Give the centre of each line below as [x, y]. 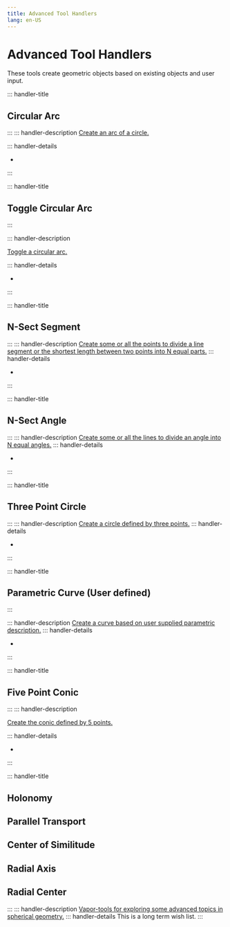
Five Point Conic [43, 692]
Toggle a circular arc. [37, 252]
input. [16, 81]
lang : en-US [24, 20]
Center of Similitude [51, 845]
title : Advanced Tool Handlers [52, 14]
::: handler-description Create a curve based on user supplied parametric [111, 623]
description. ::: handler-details [50, 630]
